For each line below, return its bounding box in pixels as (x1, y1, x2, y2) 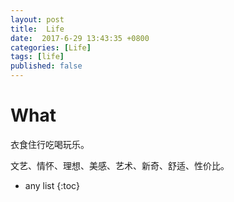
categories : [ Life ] (10, 42, 92, 53)
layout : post (10, 14, 65, 25)
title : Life (10, 24, 65, 34)
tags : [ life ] (10, 52, 65, 62)
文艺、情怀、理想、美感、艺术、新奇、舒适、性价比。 (10, 159, 230, 171)
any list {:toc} (24, 179, 80, 191)
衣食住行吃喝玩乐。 (10, 138, 90, 150)
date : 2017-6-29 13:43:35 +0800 (10, 33, 150, 43)
